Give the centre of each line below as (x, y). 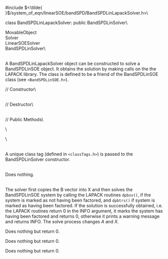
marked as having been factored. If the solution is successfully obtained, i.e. (84, 205)
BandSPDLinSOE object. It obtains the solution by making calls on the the (81, 69)
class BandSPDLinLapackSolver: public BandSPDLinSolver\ (66, 23)
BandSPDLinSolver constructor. (38, 159)
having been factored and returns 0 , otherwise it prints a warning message (82, 216)
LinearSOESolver (23, 43)
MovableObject (21, 32)
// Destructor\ (19, 104)
